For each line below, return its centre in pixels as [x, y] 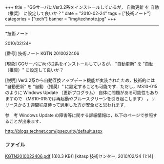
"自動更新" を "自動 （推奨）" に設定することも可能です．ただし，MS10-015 [81, 86]
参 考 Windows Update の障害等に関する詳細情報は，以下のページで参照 [79, 115]
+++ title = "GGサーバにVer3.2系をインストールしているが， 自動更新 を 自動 [82, 7]
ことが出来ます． [26, 121]
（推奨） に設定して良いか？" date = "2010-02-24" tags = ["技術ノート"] [78, 13]
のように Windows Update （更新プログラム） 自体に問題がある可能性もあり [82, 93]
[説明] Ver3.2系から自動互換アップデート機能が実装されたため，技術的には [80, 80]
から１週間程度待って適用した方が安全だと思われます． [73, 105]
